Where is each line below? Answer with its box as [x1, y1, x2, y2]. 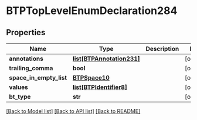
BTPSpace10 [72, 74, 110, 81]
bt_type [9, 92, 31, 101]
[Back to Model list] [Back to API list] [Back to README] [6, 108, 141, 115]
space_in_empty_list [9, 74, 67, 81]
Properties [6, 28, 46, 37]
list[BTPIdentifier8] [72, 83, 127, 91]
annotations [9, 54, 44, 63]
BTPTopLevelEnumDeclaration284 [6, 4, 178, 18]
